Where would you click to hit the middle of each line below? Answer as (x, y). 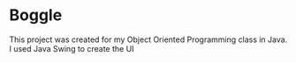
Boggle (36, 15)
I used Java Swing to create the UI (72, 48)
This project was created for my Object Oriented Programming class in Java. (148, 39)
